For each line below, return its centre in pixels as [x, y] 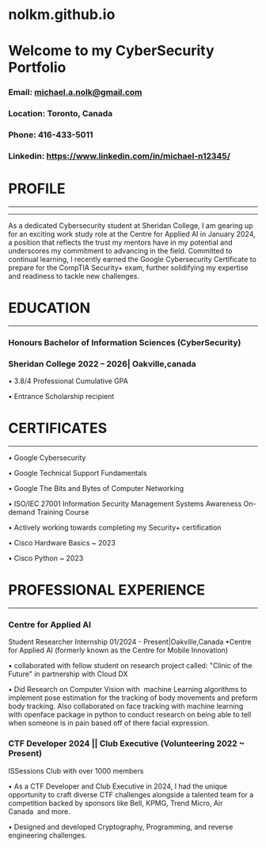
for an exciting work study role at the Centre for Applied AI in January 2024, [132, 234]
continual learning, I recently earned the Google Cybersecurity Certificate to [133, 259]
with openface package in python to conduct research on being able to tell [130, 715]
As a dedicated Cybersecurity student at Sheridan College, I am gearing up [131, 226]
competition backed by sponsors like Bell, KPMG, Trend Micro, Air [116, 803]
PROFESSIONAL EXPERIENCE [107, 590]
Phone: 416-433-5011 [51, 135]
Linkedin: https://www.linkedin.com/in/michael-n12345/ [120, 156]
